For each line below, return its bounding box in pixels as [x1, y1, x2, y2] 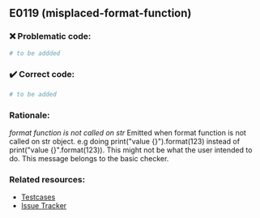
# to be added [9, 90, 58, 98]
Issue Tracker [20, 201, 67, 211]
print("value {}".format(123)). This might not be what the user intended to [9, 145, 253, 155]
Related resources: [9, 173, 86, 185]
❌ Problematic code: [9, 31, 92, 42]
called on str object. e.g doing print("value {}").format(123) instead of [9, 137, 241, 147]
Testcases [20, 192, 56, 202]
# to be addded [9, 49, 61, 58]
